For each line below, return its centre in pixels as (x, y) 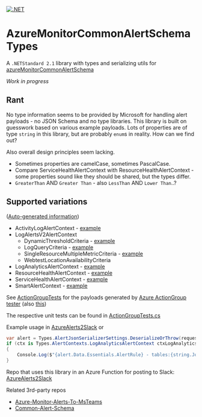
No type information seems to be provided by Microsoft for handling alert (97, 114)
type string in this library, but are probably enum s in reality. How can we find (100, 134)
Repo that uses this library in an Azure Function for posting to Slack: (90, 372)
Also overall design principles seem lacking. (61, 152)
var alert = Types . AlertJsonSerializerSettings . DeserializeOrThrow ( (94, 338)
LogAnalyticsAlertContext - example (60, 266)
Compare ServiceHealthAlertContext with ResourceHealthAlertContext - (104, 170)
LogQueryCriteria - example (59, 247)
